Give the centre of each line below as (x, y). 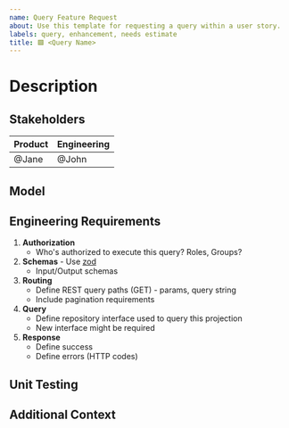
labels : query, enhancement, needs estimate (93, 34)
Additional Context (62, 415)
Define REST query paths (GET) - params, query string (136, 290)
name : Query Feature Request (63, 17)
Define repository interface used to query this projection (139, 318)
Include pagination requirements (95, 300)
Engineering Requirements (85, 222)
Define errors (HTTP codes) (87, 357)
